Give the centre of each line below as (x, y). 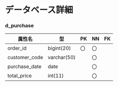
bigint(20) (59, 48)
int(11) (56, 76)
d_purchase (20, 26)
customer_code (25, 58)
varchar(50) (62, 58)
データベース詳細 (39, 10)
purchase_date (24, 66)
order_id (17, 48)
